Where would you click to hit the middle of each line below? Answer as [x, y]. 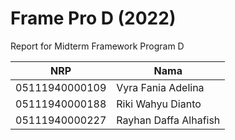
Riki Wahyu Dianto [159, 104]
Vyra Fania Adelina [160, 87]
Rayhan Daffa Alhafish [168, 120]
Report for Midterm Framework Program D [97, 46]
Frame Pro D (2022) [93, 18]
